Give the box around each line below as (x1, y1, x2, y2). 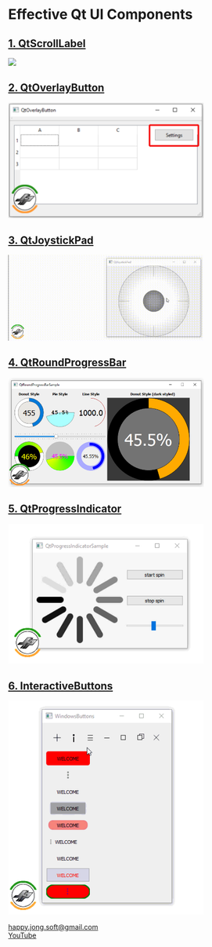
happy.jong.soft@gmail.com (8, 922, 99, 931)
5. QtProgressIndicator (8, 503, 122, 516)
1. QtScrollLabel (8, 37, 86, 50)
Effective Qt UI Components (8, 5, 193, 24)
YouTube (8, 931, 37, 940)
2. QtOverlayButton (8, 81, 105, 95)
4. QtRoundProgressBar (8, 356, 127, 370)
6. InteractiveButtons (8, 679, 113, 693)
